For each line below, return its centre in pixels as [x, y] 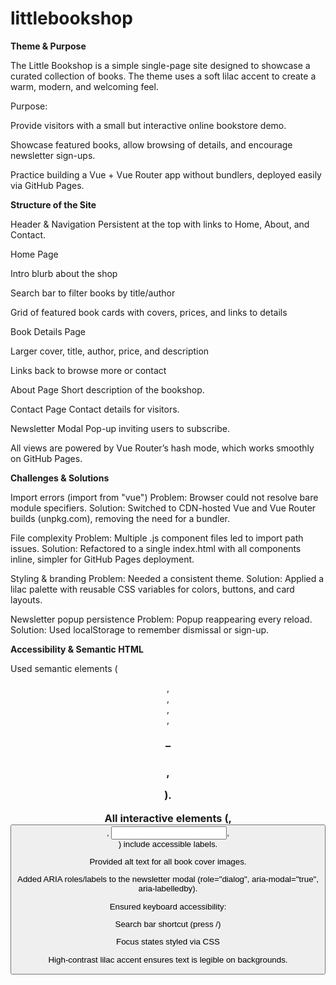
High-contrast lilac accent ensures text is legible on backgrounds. [168, 959]
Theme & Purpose [48, 46]
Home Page [34, 254]
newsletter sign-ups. [53, 155]
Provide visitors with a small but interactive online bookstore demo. [148, 125]
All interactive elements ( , [168, 818]
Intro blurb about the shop [64, 273]
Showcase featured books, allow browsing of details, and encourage [151, 144]
